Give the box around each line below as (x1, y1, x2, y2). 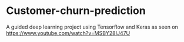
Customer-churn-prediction (6, 4, 146, 17)
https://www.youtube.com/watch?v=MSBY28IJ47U (6, 29, 131, 36)
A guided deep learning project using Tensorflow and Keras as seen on (6, 23, 178, 30)
